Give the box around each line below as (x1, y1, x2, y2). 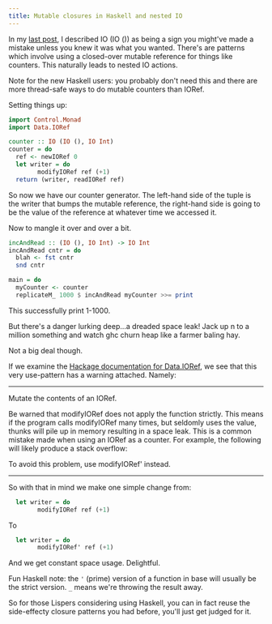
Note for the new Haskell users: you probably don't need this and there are (8, 75, 257, 85)
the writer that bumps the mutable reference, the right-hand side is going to (8, 199, 261, 208)
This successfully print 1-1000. (8, 306, 111, 315)
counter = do (8, 145, 53, 154)
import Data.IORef (8, 123, 70, 131)
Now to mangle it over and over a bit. (8, 223, 132, 233)
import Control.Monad (8, 115, 82, 124)
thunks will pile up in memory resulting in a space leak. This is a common (8, 426, 253, 436)
